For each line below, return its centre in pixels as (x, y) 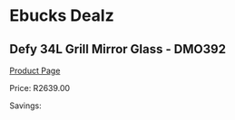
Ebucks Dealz (62, 16)
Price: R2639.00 (40, 88)
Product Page (35, 70)
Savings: (26, 106)
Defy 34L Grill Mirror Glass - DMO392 (118, 49)
